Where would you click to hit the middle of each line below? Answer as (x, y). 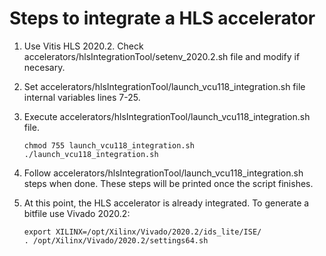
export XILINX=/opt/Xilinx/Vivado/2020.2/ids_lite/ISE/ (142, 232)
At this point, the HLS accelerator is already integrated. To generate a (166, 203)
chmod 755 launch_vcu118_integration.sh (109, 145)
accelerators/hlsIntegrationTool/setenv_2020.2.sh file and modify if (162, 56)
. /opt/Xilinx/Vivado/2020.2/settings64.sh (116, 240)
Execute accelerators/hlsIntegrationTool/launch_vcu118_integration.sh (167, 116)
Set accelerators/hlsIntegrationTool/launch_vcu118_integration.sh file (164, 86)
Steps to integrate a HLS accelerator (162, 18)
